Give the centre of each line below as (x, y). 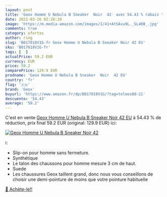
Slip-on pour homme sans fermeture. (51, 153)
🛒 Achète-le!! (19, 189)
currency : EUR (20, 61)
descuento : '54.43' (26, 98)
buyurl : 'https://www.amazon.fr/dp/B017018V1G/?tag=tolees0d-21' (75, 94)
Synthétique (25, 158)
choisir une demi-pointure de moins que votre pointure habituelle (80, 179)
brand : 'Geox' (20, 89)
